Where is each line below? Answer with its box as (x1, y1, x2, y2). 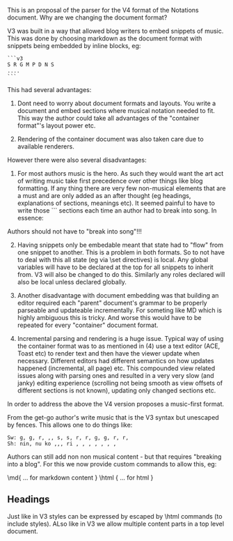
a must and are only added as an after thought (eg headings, (17, 192, 191, 199)
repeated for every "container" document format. (17, 321, 159, 329)
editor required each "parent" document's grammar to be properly (17, 299, 207, 307)
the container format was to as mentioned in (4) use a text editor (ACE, (17, 342, 220, 350)
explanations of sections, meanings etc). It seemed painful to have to (17, 199, 216, 207)
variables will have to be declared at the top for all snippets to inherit (17, 263, 214, 271)
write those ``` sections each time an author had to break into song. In (17, 206, 217, 215)
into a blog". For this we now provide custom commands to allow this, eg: (7, 460, 217, 468)
